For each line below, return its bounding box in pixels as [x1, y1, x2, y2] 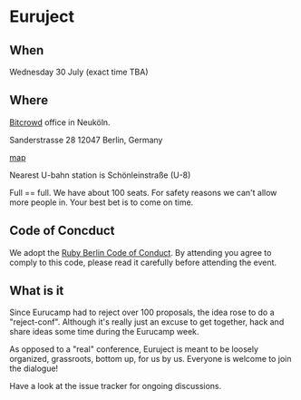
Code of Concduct [9, 223, 115, 239]
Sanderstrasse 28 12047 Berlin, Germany [9, 134, 163, 145]
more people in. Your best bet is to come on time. [9, 197, 194, 208]
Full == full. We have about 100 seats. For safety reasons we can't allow [9, 187, 277, 198]
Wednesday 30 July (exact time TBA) [9, 66, 149, 77]
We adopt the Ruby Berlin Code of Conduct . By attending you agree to [9, 247, 272, 258]
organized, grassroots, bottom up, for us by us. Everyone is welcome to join [9, 354, 292, 365]
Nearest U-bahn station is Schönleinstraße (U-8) [9, 170, 191, 180]
